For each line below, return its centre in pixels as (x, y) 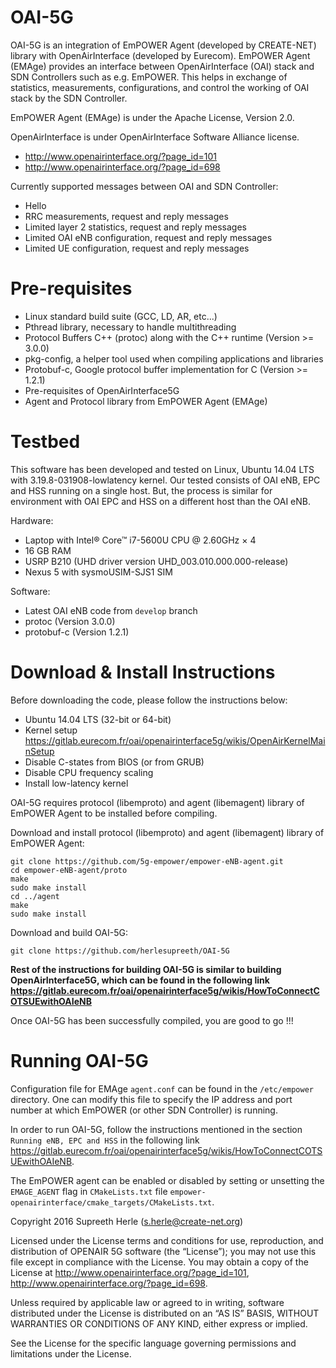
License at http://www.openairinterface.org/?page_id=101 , (130, 1272)
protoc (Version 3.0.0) (70, 621)
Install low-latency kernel (76, 783)
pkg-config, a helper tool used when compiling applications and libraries (174, 358)
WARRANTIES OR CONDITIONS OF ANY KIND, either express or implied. (159, 1323)
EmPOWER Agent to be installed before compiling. (114, 813)
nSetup (39, 751)
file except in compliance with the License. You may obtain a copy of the (159, 1262)
